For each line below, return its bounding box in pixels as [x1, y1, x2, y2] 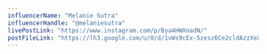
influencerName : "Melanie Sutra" [7, 11, 119, 20]
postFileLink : [7, 33, 55, 42]
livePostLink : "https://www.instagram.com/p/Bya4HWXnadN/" [7, 26, 208, 34]
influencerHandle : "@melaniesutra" [7, 19, 126, 27]
